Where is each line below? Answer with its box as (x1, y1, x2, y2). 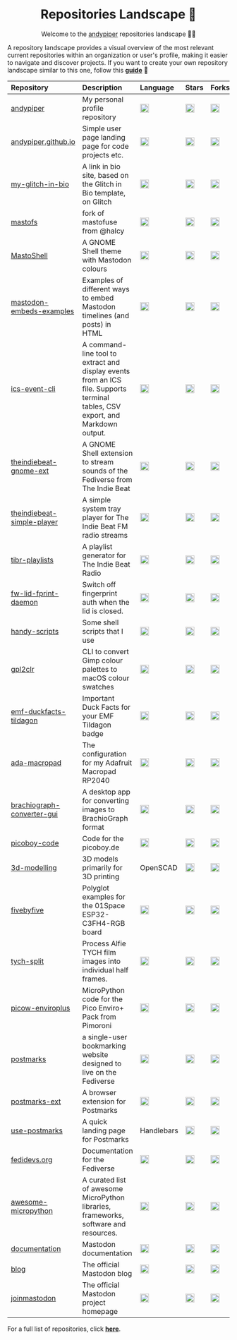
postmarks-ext (11, 1097, 61, 1106)
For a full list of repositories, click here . (7, 1324, 121, 1333)
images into (82, 956, 121, 966)
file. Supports (82, 384, 127, 394)
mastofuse (82, 217, 118, 227)
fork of (82, 208, 104, 218)
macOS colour (82, 673, 130, 683)
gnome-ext (11, 466, 49, 476)
